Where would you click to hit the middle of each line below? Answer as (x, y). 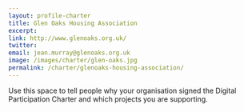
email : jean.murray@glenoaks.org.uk (69, 53)
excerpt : (23, 30)
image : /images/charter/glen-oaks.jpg (73, 61)
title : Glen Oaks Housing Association (73, 23)
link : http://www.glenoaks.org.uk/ (68, 38)
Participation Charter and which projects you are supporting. (108, 99)
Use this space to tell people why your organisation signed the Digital (122, 90)
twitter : (23, 46)
